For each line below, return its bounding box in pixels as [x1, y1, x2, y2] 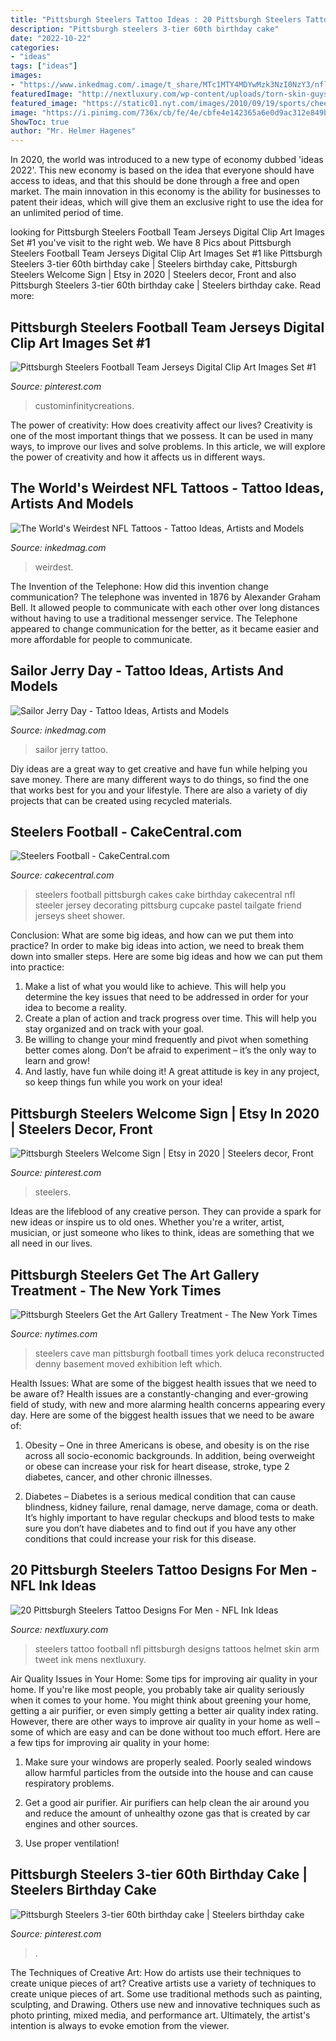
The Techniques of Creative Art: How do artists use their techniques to [10, 1966, 302, 1978]
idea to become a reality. [24, 1002, 128, 1014]
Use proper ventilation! [24, 1837, 120, 1849]
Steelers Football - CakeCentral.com [10, 823, 243, 840]
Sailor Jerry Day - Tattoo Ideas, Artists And [10, 662, 284, 680]
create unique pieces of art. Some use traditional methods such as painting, [10, 1987, 323, 2000]
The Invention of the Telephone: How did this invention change [10, 580, 269, 592]
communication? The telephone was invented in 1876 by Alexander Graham [10, 591, 322, 603]
